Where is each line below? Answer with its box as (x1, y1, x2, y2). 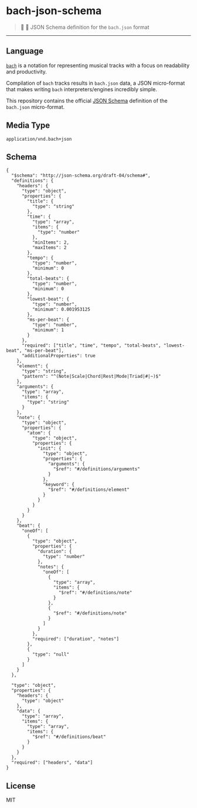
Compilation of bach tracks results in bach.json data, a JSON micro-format (6, 79, 185, 87)
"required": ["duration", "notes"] (32, 636, 119, 642)
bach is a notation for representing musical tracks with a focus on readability (6, 62, 190, 69)
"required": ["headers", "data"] (11, 760, 93, 766)
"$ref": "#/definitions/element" (47, 487, 130, 493)
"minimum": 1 (32, 327, 64, 333)
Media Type (6, 121, 50, 131)
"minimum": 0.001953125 (32, 307, 91, 312)
